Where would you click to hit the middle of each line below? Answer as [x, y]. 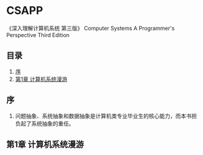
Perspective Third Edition [38, 35]
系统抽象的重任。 [53, 123]
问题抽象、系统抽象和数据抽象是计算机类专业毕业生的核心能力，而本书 [103, 115]
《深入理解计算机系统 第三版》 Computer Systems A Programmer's [91, 28]
